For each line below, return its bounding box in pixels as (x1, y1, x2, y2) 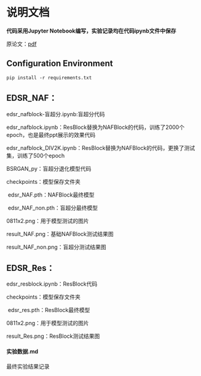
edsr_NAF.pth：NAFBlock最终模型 (7, 191, 95, 198)
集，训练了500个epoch (6, 152, 65, 159)
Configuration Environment (6, 58, 113, 69)
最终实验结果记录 (6, 362, 50, 370)
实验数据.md (6, 348, 39, 355)
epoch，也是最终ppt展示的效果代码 (6, 131, 96, 138)
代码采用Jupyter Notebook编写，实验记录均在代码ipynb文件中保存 (6, 27, 176, 34)
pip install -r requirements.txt (6, 74, 92, 80)
